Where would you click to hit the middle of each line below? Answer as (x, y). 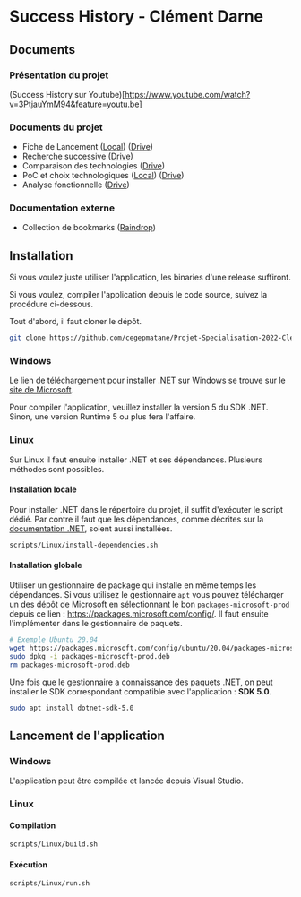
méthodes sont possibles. (57, 469)
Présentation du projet (59, 75)
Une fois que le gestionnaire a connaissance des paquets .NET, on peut (141, 682)
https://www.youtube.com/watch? (188, 94)
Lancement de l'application (87, 735)
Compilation (33, 825)
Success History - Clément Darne (137, 17)
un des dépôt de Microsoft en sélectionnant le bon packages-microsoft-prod (150, 604)
